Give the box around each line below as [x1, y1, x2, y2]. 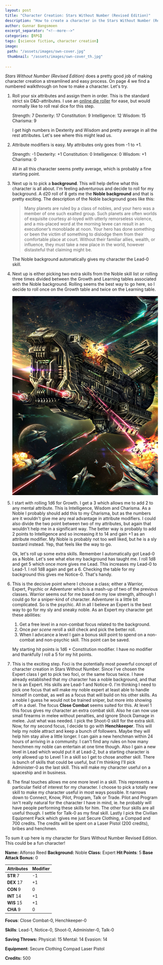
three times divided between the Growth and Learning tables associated [12, 276, 157, 282]
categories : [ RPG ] [5, 34, 42, 38]
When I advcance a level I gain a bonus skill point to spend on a [19, 632, 147, 638]
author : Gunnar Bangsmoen [5, 23, 57, 28]
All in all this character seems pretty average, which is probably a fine [12, 166, 151, 172]
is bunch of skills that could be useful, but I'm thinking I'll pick [12, 760, 136, 765]
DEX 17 [7, 879, 23, 886]
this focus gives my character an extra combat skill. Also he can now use [12, 707, 158, 713]
